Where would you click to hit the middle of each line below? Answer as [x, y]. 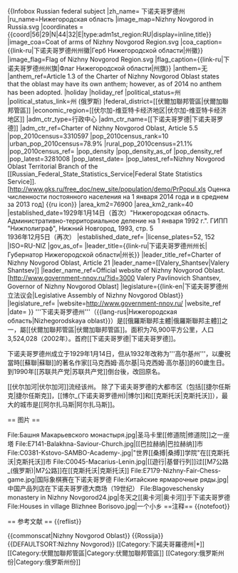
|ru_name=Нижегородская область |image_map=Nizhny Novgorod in [110, 19]
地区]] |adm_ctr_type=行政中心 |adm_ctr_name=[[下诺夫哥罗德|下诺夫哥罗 [115, 119]
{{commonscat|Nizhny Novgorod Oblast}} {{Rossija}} [86, 536]
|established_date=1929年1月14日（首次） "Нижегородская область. [109, 213]
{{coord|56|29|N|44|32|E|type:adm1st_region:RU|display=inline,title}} [109, 34]
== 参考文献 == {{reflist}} [45, 521]
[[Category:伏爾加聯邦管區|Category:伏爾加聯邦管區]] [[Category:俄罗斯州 [116, 553]
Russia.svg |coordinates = [46, 27]
